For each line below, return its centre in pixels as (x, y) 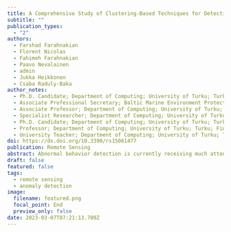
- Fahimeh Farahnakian (46, 58)
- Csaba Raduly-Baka (43, 84)
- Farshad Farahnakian (46, 45)
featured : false (30, 166)
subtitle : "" (26, 20)
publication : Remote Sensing (49, 148)
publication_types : (35, 26)
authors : (20, 39)
